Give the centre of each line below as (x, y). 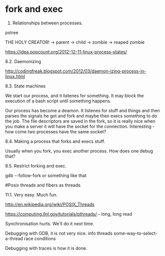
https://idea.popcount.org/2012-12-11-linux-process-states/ (66, 52)
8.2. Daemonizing (23, 61)
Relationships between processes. (47, 23)
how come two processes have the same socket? (56, 131)
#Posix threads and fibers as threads (43, 185)
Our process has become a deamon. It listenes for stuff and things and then (82, 110)
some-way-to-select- (135, 233)
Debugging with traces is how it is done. (46, 248)
